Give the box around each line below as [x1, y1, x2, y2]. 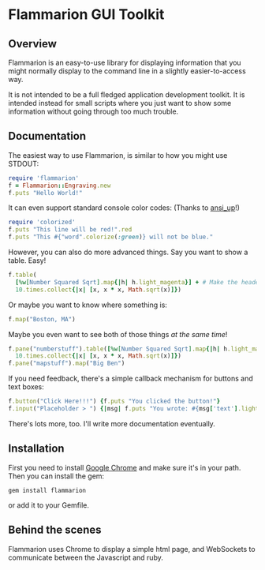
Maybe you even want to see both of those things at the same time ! [8, 329, 228, 339]
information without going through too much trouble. [8, 107, 179, 116]
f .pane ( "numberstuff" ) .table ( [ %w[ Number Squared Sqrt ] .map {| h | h [8, 345, 228, 353]
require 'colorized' [8, 219, 77, 227]
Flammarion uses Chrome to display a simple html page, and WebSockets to [8, 544, 256, 553]
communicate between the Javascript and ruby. [8, 553, 163, 562]
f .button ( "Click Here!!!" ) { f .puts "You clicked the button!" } [8, 397, 221, 406]
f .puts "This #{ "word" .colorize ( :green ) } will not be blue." [8, 233, 214, 242]
